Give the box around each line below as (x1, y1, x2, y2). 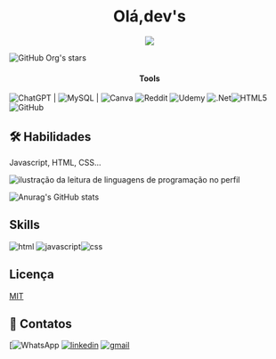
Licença (9, 267, 55, 282)
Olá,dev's (112, 6, 187, 27)
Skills (9, 217, 40, 233)
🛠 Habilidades (9, 129, 92, 144)
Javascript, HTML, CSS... (9, 157, 101, 167)
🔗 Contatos (9, 316, 73, 331)
